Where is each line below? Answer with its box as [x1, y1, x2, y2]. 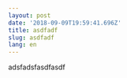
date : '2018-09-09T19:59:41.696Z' [8, 19, 122, 27]
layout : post [8, 11, 51, 20]
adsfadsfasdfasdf [8, 62, 65, 72]
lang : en [8, 41, 37, 49]
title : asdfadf [8, 26, 58, 34]
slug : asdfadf [8, 33, 55, 42]
